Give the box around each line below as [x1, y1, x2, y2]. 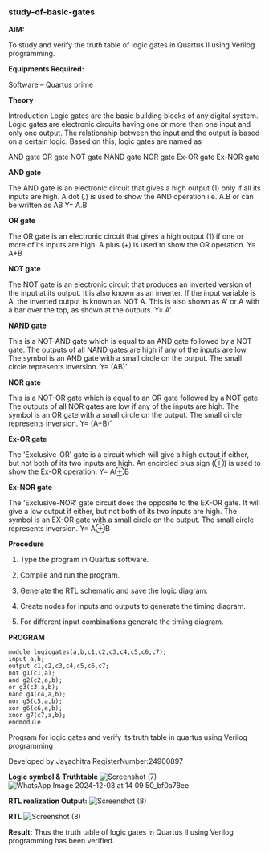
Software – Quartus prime [8, 80, 94, 90]
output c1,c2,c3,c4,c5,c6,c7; [8, 662, 110, 671]
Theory [8, 96, 34, 105]
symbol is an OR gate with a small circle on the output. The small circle [8, 410, 243, 420]
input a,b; [8, 655, 45, 663]
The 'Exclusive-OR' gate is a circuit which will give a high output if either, [8, 450, 249, 459]
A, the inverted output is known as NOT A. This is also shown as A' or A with [8, 296, 260, 307]
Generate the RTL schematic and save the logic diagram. [19, 586, 209, 596]
